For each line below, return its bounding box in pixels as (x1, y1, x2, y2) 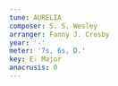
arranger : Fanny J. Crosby (9, 30, 110, 39)
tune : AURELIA (9, 13, 63, 22)
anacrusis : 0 (9, 64, 58, 73)
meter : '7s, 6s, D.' (9, 47, 87, 56)
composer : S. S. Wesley (9, 21, 98, 30)
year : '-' (9, 38, 46, 47)
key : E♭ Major (9, 55, 63, 64)
